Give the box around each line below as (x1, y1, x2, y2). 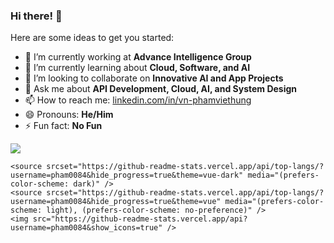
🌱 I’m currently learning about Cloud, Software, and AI (24, 62, 251, 74)
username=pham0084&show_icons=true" (10, 223, 163, 233)
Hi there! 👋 (10, 9, 63, 23)
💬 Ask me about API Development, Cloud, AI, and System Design (24, 83, 298, 95)
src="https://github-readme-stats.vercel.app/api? (32, 214, 248, 224)
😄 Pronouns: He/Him (24, 109, 114, 121)
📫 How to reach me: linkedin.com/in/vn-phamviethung (24, 94, 252, 106)
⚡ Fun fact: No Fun (24, 120, 103, 132)
